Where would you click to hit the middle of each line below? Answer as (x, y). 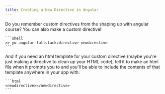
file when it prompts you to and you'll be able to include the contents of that (82, 67)
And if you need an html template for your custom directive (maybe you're (81, 56)
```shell (14, 38)
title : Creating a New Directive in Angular (52, 10)
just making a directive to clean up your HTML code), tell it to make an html (82, 61)
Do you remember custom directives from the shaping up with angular (77, 24)
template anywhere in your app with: (42, 72)
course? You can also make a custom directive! (53, 29)
